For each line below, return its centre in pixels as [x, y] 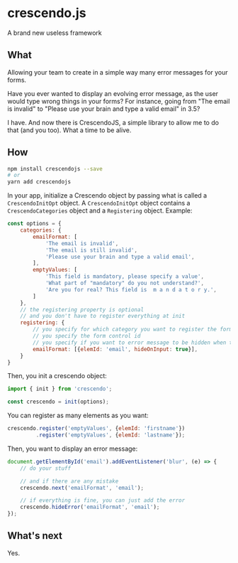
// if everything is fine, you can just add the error [103, 500]
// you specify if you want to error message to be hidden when [130, 343]
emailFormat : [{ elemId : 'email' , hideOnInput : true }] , [115, 349]
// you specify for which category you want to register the [125, 329]
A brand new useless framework [55, 33]
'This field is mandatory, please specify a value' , [124, 277]
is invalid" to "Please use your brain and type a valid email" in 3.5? [104, 109]
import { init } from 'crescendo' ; [60, 389]
